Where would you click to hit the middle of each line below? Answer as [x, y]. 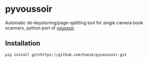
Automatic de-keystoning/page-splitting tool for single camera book [74, 23]
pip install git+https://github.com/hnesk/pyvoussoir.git [66, 55]
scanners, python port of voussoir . [40, 28]
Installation [23, 44]
